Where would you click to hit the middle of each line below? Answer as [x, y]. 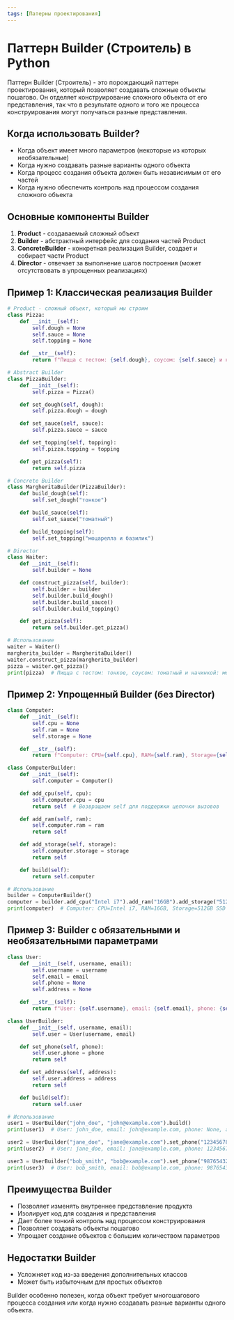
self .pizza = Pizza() [64, 392]
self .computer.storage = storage [81, 851]
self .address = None [62, 990]
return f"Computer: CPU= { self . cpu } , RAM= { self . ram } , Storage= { [126, 755]
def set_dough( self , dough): [62, 405]
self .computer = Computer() [73, 781]
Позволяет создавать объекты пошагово [78, 1228]
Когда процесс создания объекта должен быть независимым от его [119, 173]
